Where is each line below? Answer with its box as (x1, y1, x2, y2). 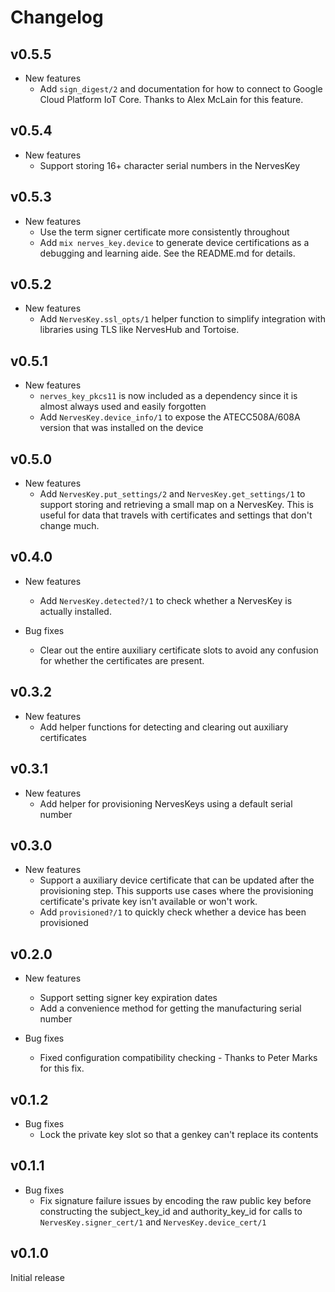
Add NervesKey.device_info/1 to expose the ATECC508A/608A (39, 411, 301, 423)
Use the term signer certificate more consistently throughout (39, 226, 290, 238)
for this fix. (39, 1062, 85, 1075)
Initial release (10, 1271, 65, 1283)
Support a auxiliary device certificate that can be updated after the (39, 874, 315, 886)
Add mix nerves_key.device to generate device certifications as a (39, 236, 310, 248)
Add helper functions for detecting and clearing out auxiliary (39, 721, 289, 733)
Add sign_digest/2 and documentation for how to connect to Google (39, 83, 323, 95)
